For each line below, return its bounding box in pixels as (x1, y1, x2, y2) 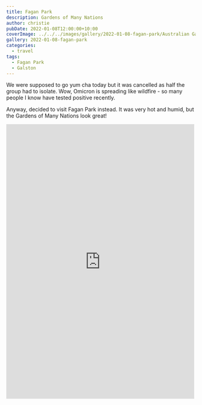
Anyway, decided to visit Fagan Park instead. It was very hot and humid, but (6, 106, 194, 113)
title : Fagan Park (6, 8, 52, 15)
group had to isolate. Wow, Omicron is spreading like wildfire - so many (6, 88, 183, 95)
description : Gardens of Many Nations (6, 14, 103, 20)
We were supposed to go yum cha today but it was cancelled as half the (6, 81, 185, 89)
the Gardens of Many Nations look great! (6, 112, 107, 119)
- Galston (11, 64, 36, 71)
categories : (6, 43, 36, 49)
